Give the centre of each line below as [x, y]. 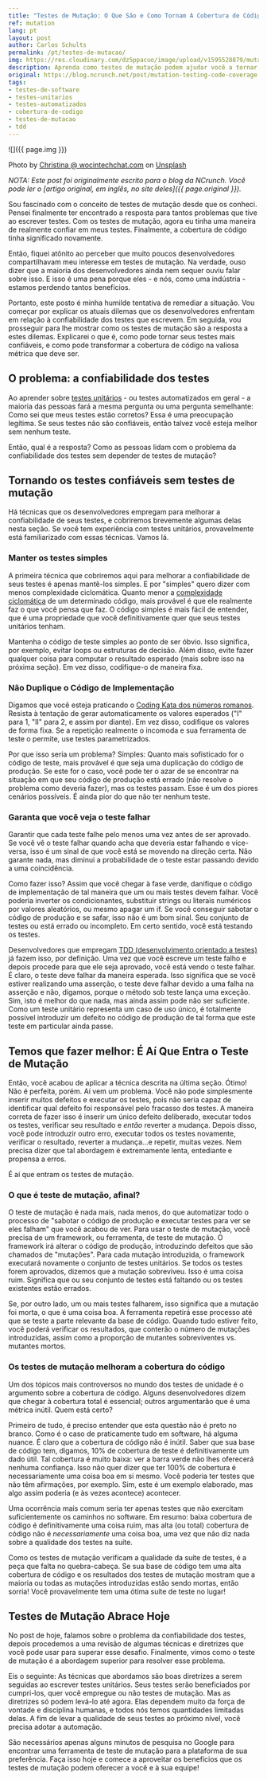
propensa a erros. [37, 1159]
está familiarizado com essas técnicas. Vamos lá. [89, 538]
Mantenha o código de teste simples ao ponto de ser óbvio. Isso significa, [129, 641]
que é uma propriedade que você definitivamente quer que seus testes [124, 617]
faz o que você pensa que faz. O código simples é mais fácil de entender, [128, 609]
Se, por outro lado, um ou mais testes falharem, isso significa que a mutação [133, 1304]
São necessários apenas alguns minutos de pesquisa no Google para [121, 1743]
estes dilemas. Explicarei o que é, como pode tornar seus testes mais [122, 336]
